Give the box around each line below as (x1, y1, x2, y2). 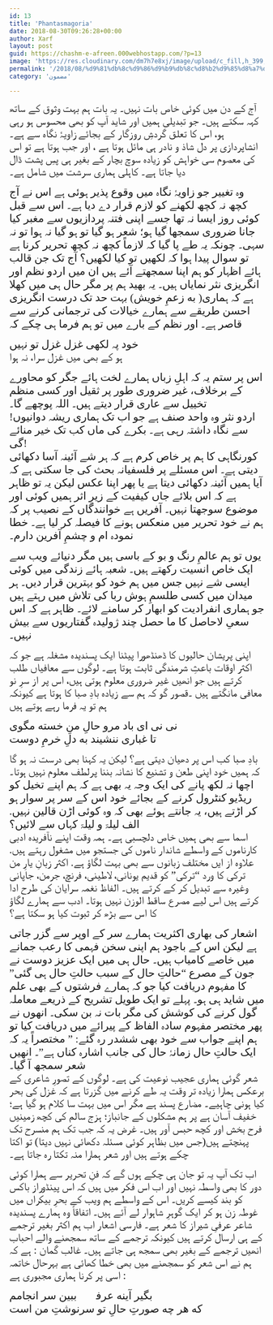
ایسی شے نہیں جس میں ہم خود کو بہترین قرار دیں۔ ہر (9, 576, 250, 589)
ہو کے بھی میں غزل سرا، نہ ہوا (9, 350, 123, 364)
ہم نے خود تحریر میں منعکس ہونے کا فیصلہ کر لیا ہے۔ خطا (9, 516, 264, 529)
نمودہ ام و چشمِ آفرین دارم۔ (9, 529, 134, 542)
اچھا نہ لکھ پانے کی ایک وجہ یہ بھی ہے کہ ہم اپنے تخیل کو (9, 778, 254, 792)
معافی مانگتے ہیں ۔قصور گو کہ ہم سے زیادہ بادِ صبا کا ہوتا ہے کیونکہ (9, 686, 262, 699)
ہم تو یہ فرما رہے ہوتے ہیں (9, 699, 108, 712)
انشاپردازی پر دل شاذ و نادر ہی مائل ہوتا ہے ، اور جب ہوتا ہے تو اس (9, 140, 258, 153)
